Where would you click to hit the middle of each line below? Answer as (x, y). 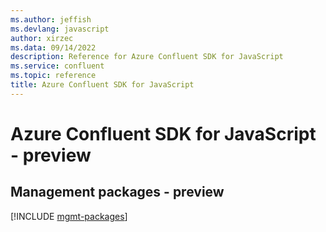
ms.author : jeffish (51, 19)
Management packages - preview (117, 192)
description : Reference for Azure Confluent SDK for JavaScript (147, 57)
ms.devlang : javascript (60, 29)
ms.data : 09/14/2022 (53, 47)
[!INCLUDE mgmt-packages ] (69, 216)
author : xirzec (42, 38)
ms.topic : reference (53, 76)
